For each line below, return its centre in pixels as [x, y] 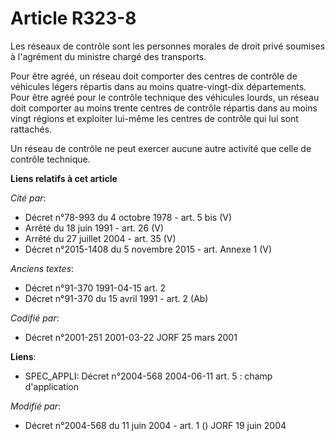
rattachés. [31, 129]
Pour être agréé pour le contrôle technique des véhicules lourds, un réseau [165, 97]
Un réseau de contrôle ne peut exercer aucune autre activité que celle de [161, 148]
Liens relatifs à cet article [64, 178]
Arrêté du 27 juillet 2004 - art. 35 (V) [100, 238]
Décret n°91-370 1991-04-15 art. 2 [95, 288]
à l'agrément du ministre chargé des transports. [108, 56]
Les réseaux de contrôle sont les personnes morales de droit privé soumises [168, 46]
